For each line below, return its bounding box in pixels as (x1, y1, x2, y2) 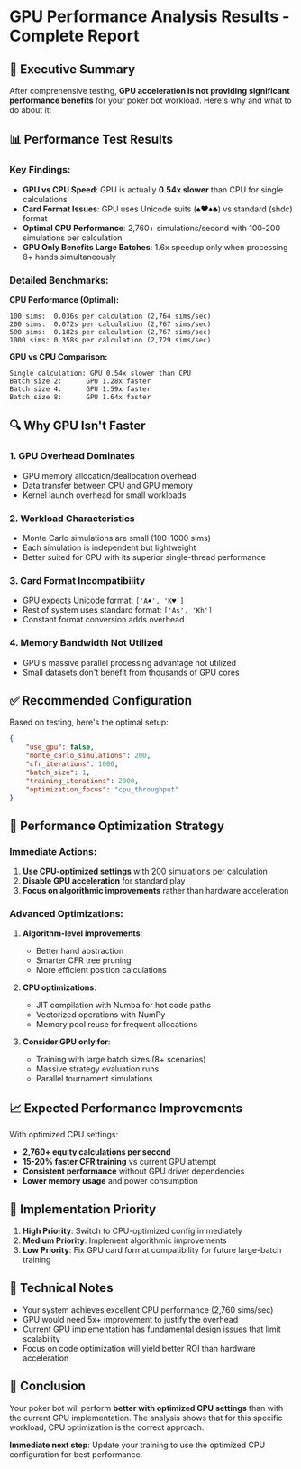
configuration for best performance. (9, 1448, 143, 1460)
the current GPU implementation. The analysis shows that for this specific (9, 1412, 283, 1423)
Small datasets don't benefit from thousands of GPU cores (22, 667, 241, 678)
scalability (22, 1333, 60, 1343)
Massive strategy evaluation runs (35, 1063, 160, 1074)
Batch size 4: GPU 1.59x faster (9, 384, 151, 394)
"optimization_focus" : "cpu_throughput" (25, 784, 179, 794)
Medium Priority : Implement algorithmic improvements (22, 1235, 227, 1246)
